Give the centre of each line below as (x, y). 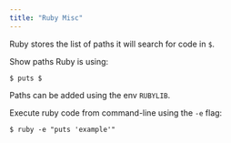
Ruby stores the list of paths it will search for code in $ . (112, 44)
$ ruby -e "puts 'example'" (63, 129)
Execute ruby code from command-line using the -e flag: (116, 112)
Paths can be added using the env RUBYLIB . (90, 95)
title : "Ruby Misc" (46, 18)
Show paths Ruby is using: (59, 61)
